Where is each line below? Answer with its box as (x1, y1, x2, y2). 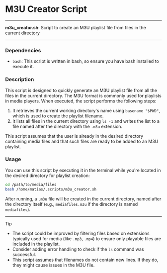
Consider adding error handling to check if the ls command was (12, 246, 144, 252)
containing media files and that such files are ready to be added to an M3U (5, 138, 159, 144)
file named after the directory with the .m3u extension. (12, 123, 123, 129)
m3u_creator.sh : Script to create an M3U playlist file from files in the (5, 24, 146, 30)
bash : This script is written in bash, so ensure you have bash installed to (12, 58, 159, 64)
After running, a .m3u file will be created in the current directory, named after (5, 195, 162, 202)
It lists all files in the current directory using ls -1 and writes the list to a (12, 118, 160, 124)
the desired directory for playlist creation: (5, 173, 90, 179)
